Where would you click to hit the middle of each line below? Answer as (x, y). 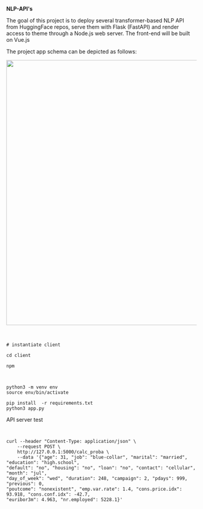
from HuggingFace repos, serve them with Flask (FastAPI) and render (93, 27)
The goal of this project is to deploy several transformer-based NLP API (95, 20)
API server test (25, 420)
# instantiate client (34, 345)
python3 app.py (25, 408)
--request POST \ (39, 447)
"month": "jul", (27, 473)
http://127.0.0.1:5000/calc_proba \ (63, 452)
